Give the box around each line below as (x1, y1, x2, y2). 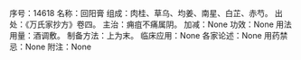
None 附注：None (24, 41, 92, 52)
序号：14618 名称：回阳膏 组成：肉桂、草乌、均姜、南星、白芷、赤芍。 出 (9, 8, 283, 18)
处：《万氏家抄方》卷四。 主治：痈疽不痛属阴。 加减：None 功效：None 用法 (9, 19, 292, 30)
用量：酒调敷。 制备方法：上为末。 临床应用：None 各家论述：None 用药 (9, 30, 280, 40)
